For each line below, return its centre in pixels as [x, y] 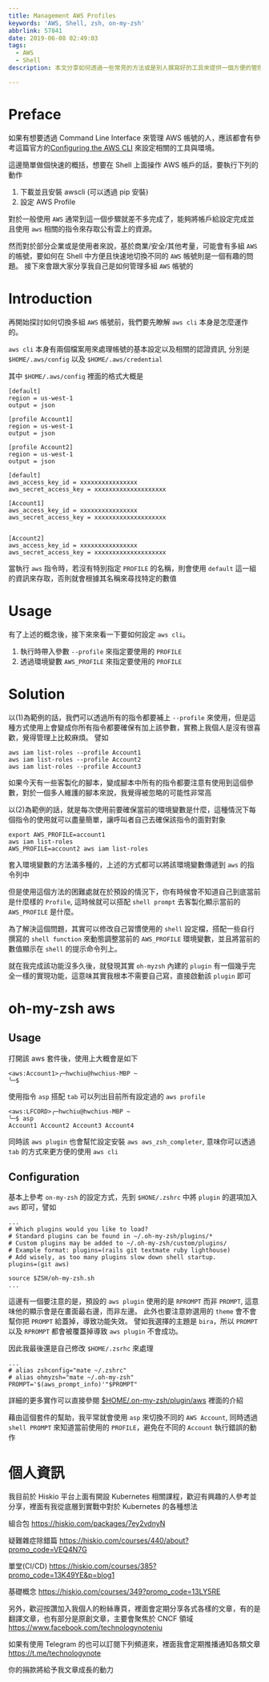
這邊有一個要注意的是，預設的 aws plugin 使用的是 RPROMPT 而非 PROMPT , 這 [130, 1302]
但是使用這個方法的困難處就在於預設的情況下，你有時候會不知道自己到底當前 [134, 891]
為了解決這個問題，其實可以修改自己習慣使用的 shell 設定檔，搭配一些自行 [131, 928]
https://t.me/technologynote [55, 1653]
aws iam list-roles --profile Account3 [75, 767]
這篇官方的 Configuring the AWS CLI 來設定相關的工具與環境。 [117, 147]
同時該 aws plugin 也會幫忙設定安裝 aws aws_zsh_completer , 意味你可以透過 [132, 1141]
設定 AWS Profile [48, 202]
